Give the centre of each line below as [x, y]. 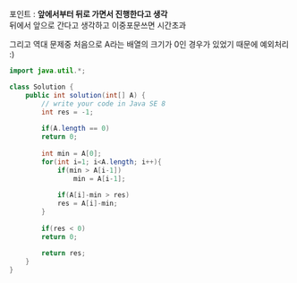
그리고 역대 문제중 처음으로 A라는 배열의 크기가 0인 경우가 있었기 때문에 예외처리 [149, 44]
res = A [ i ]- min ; [87, 204]
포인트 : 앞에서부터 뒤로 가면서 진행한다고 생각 [89, 14]
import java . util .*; [48, 71]
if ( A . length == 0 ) [76, 129]
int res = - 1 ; [68, 112]
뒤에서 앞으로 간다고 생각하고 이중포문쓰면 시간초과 [98, 25]
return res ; [64, 253]
